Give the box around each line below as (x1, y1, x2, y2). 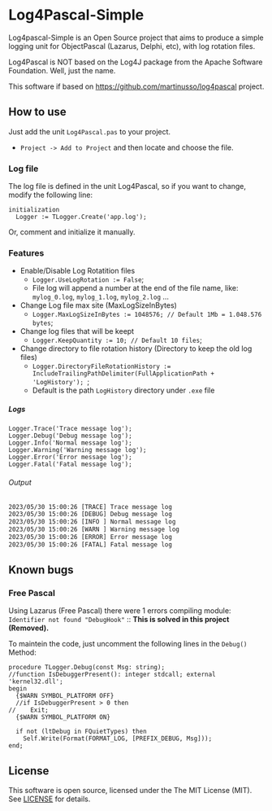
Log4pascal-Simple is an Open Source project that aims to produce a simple (8, 33, 264, 42)
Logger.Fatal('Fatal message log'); (8, 460, 132, 469)
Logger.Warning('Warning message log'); (8, 446, 148, 454)
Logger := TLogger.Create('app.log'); (15, 213, 148, 221)
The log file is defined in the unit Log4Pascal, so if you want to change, (8, 182, 246, 191)
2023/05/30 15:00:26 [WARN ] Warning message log (8, 525, 180, 534)
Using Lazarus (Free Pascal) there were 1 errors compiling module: (8, 606, 231, 616)
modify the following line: (8, 190, 93, 200)
